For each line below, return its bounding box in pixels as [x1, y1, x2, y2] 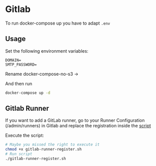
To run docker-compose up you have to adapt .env [5, 20, 110, 26]
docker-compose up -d [5, 90, 51, 95]
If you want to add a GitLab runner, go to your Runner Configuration [5, 117, 145, 123]
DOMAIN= [5, 58, 22, 63]
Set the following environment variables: [5, 48, 89, 54]
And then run [5, 80, 33, 86]
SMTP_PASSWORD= [5, 62, 37, 67]
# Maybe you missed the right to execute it [5, 142, 100, 147]
